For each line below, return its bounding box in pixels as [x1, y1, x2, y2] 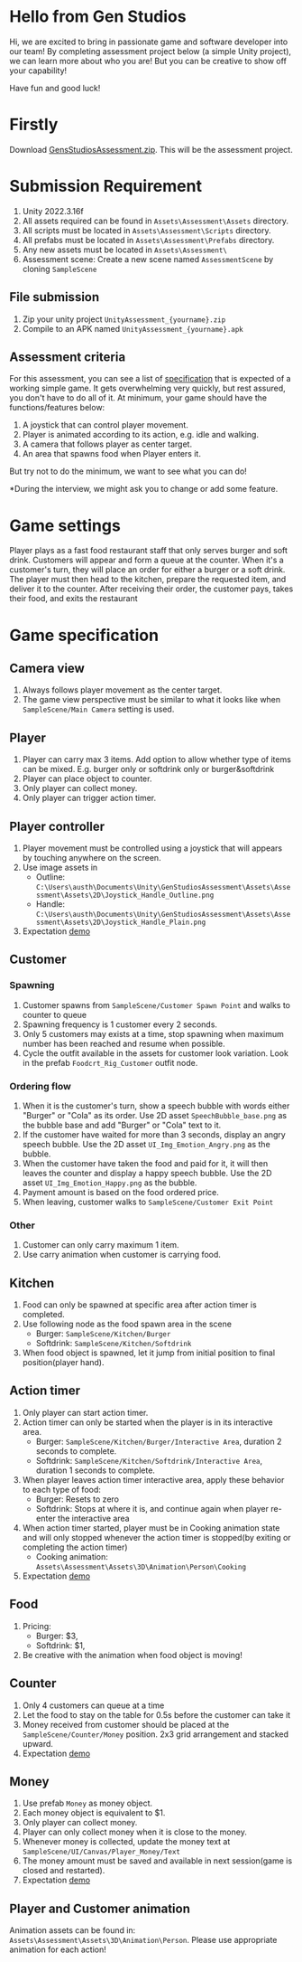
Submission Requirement [9, 176, 203, 196]
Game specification [9, 625, 160, 646]
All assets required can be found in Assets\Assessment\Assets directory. [22, 215, 289, 226]
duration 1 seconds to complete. [35, 1465, 156, 1476]
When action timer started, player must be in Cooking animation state [22, 1522, 280, 1533]
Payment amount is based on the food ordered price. [22, 1186, 219, 1197]
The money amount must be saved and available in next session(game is [22, 1855, 293, 1866]
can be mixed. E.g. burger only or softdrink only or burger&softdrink [22, 764, 275, 775]
